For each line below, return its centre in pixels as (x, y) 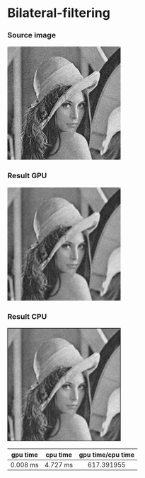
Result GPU (27, 176)
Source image (32, 35)
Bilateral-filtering (59, 13)
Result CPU (27, 316)
